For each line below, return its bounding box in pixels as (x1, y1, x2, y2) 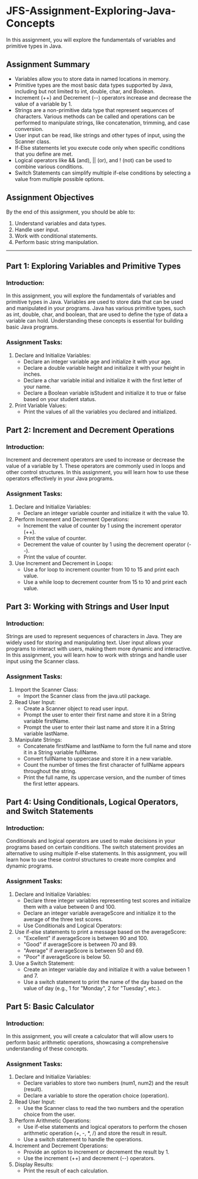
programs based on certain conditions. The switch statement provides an (6, 843, 184, 850)
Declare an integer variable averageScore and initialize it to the (23, 909, 176, 917)
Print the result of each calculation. (23, 1167, 109, 1174)
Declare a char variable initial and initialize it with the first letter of (23, 376, 183, 384)
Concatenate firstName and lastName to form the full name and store (23, 742, 192, 750)
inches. (23, 370, 42, 377)
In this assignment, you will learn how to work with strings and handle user (6, 652, 187, 659)
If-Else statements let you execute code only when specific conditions (14, 144, 186, 151)
